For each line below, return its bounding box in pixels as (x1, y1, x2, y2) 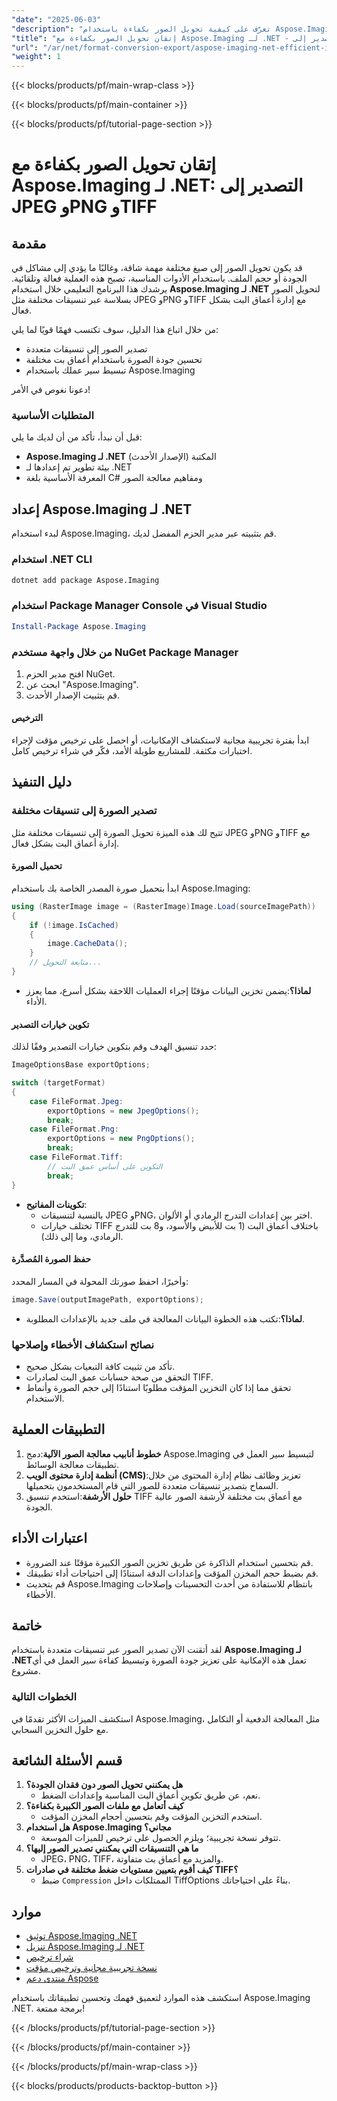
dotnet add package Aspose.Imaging (11, 575, 160, 585)
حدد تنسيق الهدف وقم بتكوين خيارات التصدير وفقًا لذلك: (11, 1041, 218, 1053)
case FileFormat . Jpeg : (29, 1096, 124, 1106)
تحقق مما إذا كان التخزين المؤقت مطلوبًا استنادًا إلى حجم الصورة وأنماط (25, 1381, 292, 1393)
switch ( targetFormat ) (11, 1078, 106, 1088)
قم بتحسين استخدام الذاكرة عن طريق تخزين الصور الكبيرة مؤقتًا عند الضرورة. (25, 1556, 314, 1568)
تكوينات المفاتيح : (25, 1198, 88, 1210)
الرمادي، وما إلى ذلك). (40, 1230, 124, 1242)
